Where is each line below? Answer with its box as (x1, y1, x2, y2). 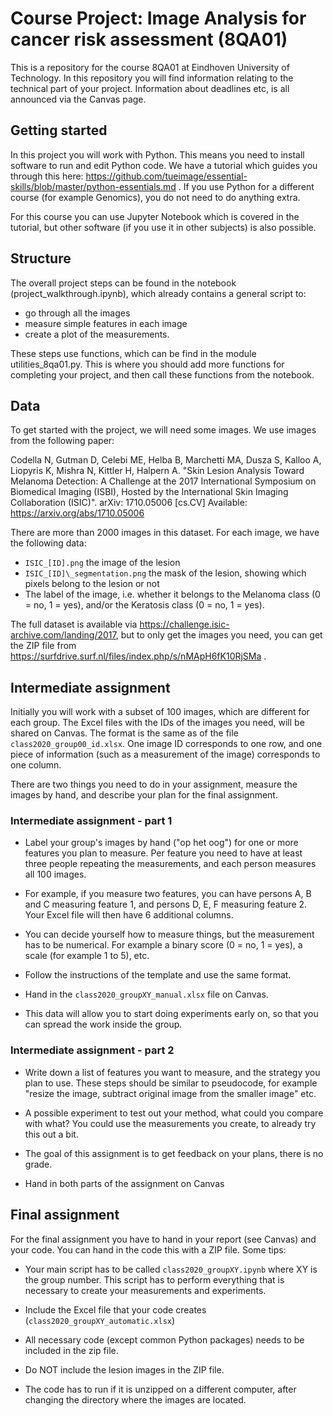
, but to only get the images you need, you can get (115, 629, 323, 641)
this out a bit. (24, 1128, 79, 1140)
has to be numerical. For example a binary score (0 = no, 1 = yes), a (24, 939, 303, 951)
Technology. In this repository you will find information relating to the (10, 72, 294, 84)
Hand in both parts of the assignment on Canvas (24, 1177, 225, 1189)
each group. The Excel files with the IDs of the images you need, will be (10, 717, 305, 729)
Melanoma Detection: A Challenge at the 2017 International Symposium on (10, 475, 317, 487)
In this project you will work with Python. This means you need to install (10, 148, 305, 161)
